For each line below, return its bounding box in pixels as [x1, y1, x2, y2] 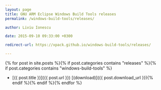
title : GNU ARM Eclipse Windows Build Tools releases [5, 12, 117, 17]
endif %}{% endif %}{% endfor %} [12, 80, 82, 86]
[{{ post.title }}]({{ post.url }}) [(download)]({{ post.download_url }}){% [12, 75, 153, 80]
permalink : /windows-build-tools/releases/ [5, 16, 95, 21]
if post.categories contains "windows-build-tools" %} [5, 65, 112, 71]
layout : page [5, 7, 32, 12]
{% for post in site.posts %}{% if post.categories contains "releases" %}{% [5, 60, 157, 66]
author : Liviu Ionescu [5, 25, 51, 30]
